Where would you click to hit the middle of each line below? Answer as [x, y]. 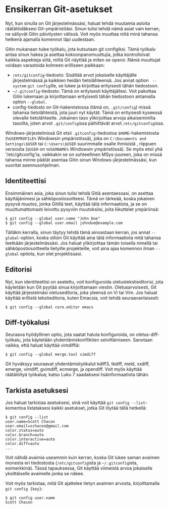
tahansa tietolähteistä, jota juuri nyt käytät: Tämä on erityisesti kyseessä [87, 112]
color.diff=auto [22, 444]
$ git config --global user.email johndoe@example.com [64, 223]
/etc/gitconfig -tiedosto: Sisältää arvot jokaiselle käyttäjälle [75, 75]
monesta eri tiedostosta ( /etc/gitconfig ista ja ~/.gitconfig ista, [71, 463]
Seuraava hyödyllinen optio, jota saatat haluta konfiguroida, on [70, 334]
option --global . [30, 101]
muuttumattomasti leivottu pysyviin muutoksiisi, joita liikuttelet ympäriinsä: [82, 209]
